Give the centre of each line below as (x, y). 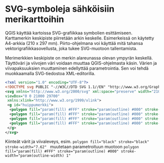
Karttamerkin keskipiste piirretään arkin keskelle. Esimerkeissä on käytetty (80, 38)
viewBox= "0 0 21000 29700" (32, 96)
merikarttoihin (35, 19)
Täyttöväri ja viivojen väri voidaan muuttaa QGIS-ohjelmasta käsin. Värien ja (81, 63)
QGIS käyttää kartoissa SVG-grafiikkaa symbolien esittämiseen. (69, 33)
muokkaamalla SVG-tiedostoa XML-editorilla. (50, 73)
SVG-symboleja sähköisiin (60, 9)
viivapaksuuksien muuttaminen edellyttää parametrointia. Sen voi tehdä (77, 68)
